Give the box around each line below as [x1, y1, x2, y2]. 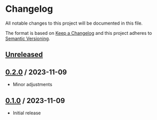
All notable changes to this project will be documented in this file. [5, 20, 143, 26]
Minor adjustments [12, 82, 53, 88]
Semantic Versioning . [5, 35, 50, 42]
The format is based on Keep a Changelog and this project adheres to [5, 30, 152, 36]
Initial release [12, 110, 41, 116]
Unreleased [5, 50, 43, 59]
